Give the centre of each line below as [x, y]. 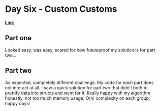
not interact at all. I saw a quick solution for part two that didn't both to [76, 87]
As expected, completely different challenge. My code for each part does [80, 83]
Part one [18, 38]
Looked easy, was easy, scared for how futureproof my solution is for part [80, 50]
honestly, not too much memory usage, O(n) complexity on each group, [78, 98]
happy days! [18, 103]
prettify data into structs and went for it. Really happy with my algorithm [78, 93]
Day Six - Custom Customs [61, 9]
